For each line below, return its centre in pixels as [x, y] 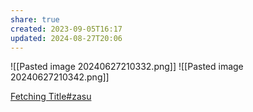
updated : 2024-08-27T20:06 [66, 38]
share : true [35, 19]
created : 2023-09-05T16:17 [66, 29]
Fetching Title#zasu [51, 97]
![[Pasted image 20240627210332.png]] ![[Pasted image [127, 67]
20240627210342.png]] [60, 77]
